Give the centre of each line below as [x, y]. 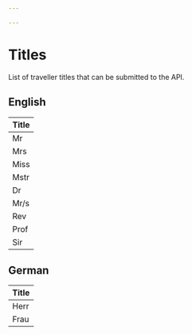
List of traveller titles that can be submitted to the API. [96, 77]
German [29, 270]
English [27, 102]
